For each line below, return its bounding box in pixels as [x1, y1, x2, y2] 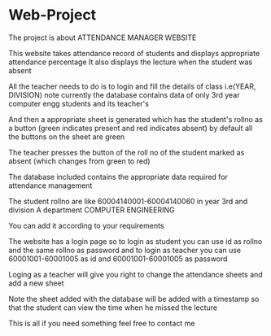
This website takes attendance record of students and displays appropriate [8, 48, 260, 58]
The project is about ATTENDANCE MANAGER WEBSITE [8, 33, 197, 42]
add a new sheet [8, 278, 64, 288]
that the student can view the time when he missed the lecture [8, 303, 218, 312]
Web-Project [8, 6, 97, 24]
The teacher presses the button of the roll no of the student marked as [8, 147, 245, 157]
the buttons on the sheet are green [8, 132, 125, 142]
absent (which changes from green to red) [8, 156, 151, 166]
